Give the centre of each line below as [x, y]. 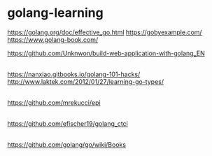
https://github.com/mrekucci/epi [54, 102]
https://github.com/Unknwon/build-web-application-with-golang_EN [106, 53]
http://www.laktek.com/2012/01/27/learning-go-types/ [86, 81]
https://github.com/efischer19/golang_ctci [68, 123]
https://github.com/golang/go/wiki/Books [67, 144]
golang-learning [55, 13]
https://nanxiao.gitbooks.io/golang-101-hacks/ [74, 74]
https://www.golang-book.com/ [53, 39]
